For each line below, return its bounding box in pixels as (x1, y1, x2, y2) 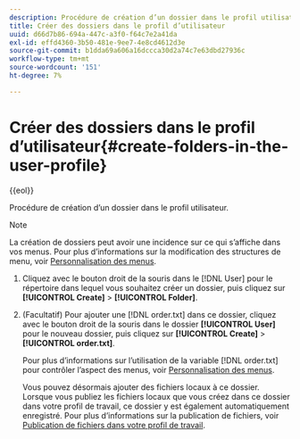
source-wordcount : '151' (9, 63, 102, 72)
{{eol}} (9, 185, 34, 195)
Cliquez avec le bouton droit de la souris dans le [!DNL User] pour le (21, 273, 273, 284)
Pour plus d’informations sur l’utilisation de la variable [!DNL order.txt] (21, 354, 279, 366)
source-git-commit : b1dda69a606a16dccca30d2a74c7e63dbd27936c (9, 46, 246, 55)
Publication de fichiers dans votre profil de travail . (21, 419, 205, 430)
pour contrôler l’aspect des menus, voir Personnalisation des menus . (21, 364, 275, 375)
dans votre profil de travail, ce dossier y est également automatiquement (21, 401, 290, 411)
